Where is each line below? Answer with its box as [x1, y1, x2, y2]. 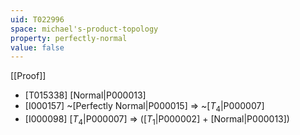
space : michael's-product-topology [10, 24, 159, 34]
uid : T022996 [10, 14, 65, 25]
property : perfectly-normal [10, 33, 128, 43]
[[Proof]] [10, 70, 47, 82]
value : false [10, 42, 65, 53]
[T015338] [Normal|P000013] [24, 89, 147, 101]
